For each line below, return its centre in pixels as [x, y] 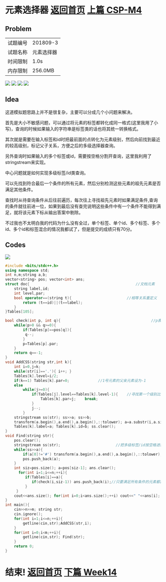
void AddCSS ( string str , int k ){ [38, 362]
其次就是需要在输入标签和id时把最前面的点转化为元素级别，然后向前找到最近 [83, 139]
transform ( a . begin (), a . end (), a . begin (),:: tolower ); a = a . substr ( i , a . [86, 422]
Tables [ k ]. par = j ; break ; [69, 399]
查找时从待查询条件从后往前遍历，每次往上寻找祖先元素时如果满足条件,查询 [82, 200]
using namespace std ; [27, 270]
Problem [19, 28]
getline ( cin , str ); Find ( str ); [54, 537]
